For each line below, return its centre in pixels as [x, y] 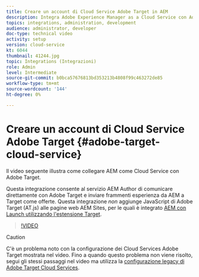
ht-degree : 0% [24, 95]
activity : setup [26, 39]
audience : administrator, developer [51, 28]
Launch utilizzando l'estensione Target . [54, 214]
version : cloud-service [36, 45]
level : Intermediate [32, 73]
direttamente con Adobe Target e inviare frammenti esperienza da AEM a [95, 195]
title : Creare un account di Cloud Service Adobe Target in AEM [87, 12]
